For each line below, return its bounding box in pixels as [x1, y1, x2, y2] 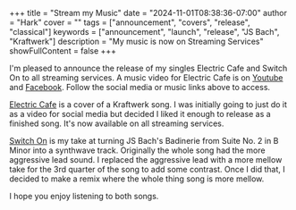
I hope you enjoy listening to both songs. [9, 191, 159, 201]
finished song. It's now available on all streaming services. [9, 118, 224, 129]
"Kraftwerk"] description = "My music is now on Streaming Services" [9, 36, 264, 46]
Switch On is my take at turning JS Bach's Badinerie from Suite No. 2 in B [9, 136, 279, 146]
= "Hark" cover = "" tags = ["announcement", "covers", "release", [9, 17, 250, 28]
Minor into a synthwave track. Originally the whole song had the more [9, 145, 266, 155]
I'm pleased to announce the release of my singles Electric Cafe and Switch [9, 63, 288, 73]
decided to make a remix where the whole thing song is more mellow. [9, 173, 265, 184]
